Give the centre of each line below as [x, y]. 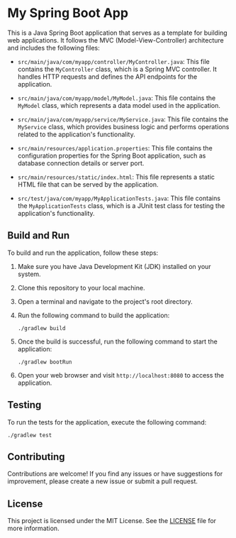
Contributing [36, 457]
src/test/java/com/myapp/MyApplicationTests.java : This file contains [119, 198]
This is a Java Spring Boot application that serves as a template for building [118, 33]
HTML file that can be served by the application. [88, 184]
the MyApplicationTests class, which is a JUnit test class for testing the [121, 205]
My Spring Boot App [68, 13]
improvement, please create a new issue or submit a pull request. [103, 481]
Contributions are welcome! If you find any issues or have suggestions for [115, 474]
